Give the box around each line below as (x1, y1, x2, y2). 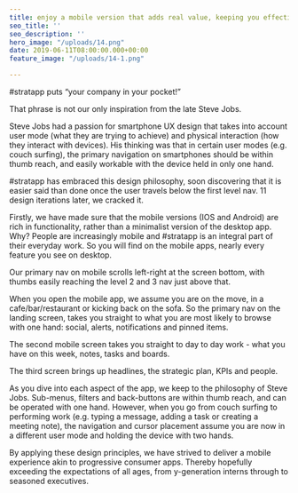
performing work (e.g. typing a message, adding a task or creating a (9, 411, 259, 422)
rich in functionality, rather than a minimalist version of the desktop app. (9, 221, 272, 232)
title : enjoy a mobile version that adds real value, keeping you (9, 12, 260, 22)
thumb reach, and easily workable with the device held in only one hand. (9, 159, 274, 169)
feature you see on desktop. (9, 250, 113, 260)
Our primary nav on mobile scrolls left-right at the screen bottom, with (9, 267, 265, 277)
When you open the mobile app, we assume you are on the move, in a (9, 294, 264, 304)
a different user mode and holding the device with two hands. (9, 430, 234, 441)
